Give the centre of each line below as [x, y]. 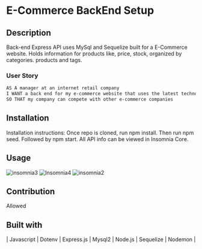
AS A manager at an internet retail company [63, 88]
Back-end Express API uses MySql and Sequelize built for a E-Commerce [97, 47]
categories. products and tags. [44, 60]
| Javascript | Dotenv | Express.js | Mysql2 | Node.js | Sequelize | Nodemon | [101, 239]
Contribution [31, 191]
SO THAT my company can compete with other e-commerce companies [90, 99]
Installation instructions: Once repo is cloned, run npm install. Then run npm [100, 133]
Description [29, 33]
